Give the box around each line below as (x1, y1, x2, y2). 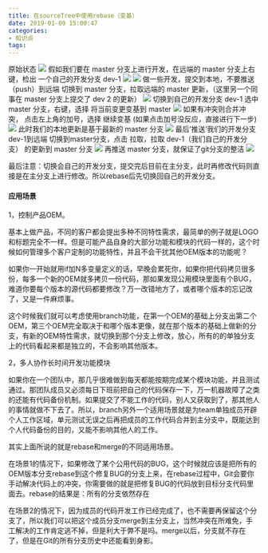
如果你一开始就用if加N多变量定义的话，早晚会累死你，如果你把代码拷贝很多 (8, 265, 256, 274)
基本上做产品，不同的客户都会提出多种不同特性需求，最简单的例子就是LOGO (8, 227, 259, 237)
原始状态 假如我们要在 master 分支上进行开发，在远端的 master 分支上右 (8, 65, 255, 74)
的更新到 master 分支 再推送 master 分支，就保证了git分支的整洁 (23, 145, 245, 154)
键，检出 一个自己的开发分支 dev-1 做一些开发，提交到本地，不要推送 (8, 74, 255, 84)
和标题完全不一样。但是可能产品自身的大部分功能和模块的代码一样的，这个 (8, 237, 253, 247)
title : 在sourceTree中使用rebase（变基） (8, 11, 138, 20)
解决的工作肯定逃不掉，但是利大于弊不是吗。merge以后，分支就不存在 (14, 526, 246, 535)
